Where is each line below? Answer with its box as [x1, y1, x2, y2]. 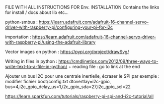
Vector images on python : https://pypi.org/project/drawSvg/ [5, 49, 129, 54]
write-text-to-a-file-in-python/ [5, 64, 68, 69]
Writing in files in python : [5, 58, 58, 64]
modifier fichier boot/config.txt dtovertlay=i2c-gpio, [5, 79, 111, 84]
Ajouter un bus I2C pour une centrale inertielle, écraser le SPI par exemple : [5, 73, 160, 79]
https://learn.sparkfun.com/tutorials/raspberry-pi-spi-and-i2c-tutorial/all [5, 94, 154, 99]
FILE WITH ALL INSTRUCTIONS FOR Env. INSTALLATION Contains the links [5, 4, 160, 10]
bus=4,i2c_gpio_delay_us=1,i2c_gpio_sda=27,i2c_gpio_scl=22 [5, 84, 131, 90]
